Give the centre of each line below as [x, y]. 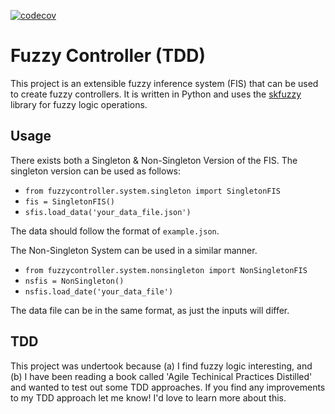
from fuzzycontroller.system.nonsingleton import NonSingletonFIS [166, 270]
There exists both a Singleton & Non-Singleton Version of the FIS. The [154, 160]
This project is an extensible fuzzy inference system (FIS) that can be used [164, 83]
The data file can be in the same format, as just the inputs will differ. [150, 310]
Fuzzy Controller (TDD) [108, 56]
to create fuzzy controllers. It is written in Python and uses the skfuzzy [156, 94]
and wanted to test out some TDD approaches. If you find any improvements [168, 387]
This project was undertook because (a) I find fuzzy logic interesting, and [161, 366]
